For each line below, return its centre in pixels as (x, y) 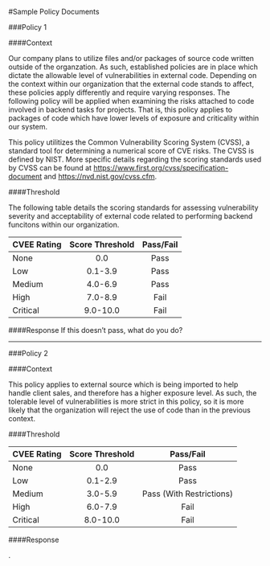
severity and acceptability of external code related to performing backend (131, 216)
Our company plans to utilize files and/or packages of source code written (131, 58)
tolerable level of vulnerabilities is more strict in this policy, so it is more (126, 402)
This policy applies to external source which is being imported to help (123, 384)
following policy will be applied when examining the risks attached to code (131, 101)
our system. (28, 127)
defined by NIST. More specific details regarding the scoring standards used (135, 159)
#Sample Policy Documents (54, 12)
